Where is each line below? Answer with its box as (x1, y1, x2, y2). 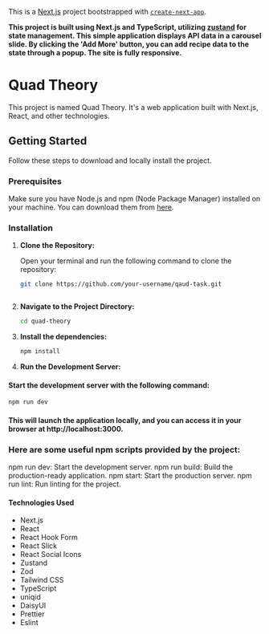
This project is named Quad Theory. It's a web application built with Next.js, (8, 102, 259, 112)
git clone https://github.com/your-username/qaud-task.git (19, 280, 222, 288)
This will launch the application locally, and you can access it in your (8, 415, 242, 425)
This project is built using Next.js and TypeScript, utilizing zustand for (8, 22, 247, 31)
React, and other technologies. (8, 111, 110, 120)
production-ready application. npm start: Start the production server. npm (8, 470, 253, 480)
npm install (19, 347, 60, 356)
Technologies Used (8, 498, 75, 507)
